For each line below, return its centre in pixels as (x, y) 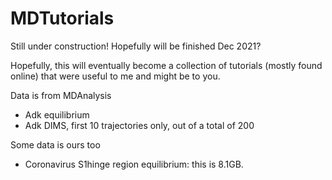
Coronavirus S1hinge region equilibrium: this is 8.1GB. (134, 164)
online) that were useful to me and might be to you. (115, 76)
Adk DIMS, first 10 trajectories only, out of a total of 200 (139, 125)
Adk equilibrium (57, 114)
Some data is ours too (55, 144)
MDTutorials (62, 18)
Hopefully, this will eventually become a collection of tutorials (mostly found (166, 65)
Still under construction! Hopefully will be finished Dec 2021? (136, 46)
